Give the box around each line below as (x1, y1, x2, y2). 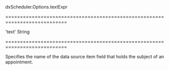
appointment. (5, 59, 33, 65)
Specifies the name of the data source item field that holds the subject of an (5, 54, 164, 59)
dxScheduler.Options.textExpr (5, 4, 67, 10)
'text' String (5, 29, 30, 35)
